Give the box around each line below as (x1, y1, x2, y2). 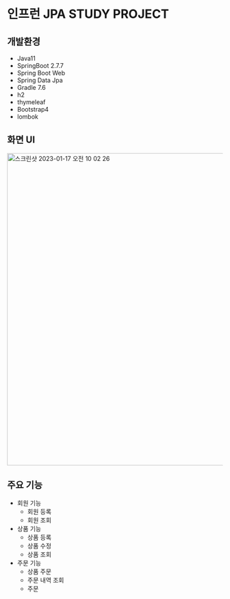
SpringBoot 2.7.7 (16, 62, 64, 69)
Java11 (16, 54, 36, 62)
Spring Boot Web (16, 69, 66, 77)
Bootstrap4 (16, 106, 49, 113)
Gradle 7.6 (16, 84, 46, 91)
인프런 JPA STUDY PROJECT (7, 6, 169, 22)
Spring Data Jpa (16, 76, 63, 84)
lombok (16, 112, 39, 121)
